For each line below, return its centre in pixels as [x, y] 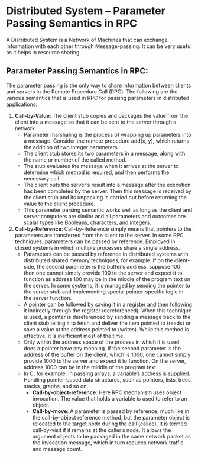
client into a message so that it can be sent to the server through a [95, 122]
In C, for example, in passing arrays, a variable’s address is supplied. [107, 373]
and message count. [57, 449]
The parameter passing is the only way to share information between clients [99, 85]
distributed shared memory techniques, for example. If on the [98, 260]
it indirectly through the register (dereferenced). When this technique [108, 310]
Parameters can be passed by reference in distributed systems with [106, 254]
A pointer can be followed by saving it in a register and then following [108, 304]
